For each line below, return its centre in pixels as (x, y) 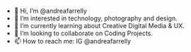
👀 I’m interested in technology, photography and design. (96, 18)
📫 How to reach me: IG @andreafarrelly (73, 41)
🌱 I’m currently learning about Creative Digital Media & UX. (99, 26)
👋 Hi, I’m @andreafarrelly (50, 11)
